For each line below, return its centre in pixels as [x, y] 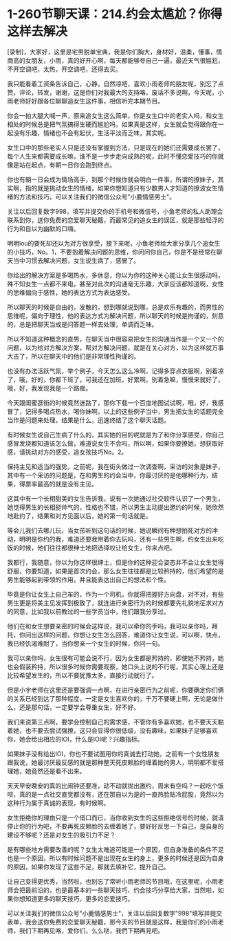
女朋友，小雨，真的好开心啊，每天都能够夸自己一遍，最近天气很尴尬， [124, 60]
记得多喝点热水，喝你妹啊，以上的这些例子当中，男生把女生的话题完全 [124, 411]
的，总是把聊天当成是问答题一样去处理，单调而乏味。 [82, 324]
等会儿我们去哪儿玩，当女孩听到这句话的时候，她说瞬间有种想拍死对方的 [109, 530]
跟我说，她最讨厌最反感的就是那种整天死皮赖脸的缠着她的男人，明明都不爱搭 [115, 762]
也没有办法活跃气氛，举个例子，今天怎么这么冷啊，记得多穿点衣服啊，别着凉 [115, 370]
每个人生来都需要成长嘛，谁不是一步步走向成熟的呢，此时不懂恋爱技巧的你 [112, 156]
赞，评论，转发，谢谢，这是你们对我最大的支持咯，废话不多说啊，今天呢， [112, 92]
